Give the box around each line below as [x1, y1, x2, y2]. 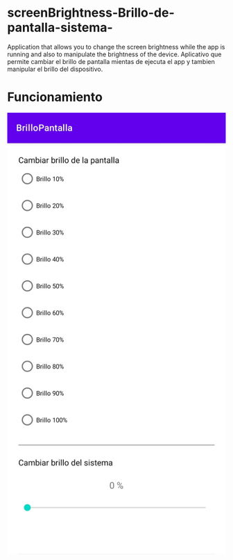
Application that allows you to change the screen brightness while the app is [7, 42, 225, 51]
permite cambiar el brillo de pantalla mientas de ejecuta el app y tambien [7, 57, 215, 65]
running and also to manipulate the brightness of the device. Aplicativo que [7, 50, 222, 58]
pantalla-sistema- [7, 19, 113, 35]
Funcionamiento [7, 89, 103, 105]
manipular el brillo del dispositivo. [7, 65, 103, 73]
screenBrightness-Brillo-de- [7, 5, 175, 21]
